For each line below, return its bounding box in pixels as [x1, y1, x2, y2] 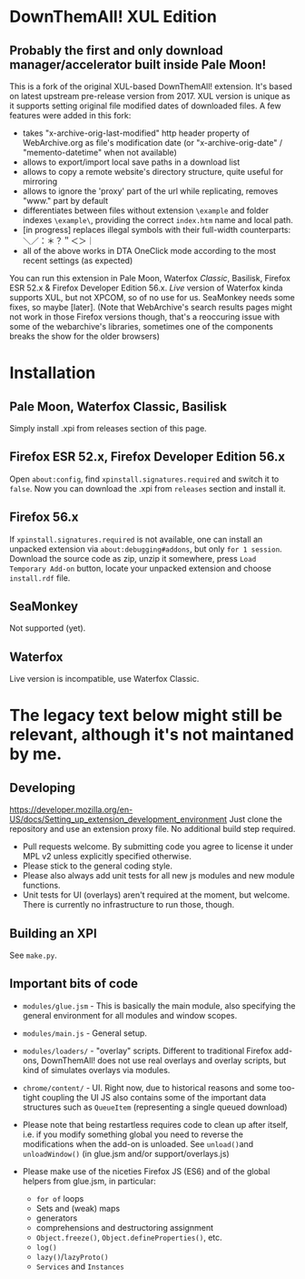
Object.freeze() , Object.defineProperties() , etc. [35, 1232, 222, 1243]
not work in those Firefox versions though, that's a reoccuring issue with [9, 311, 280, 322]
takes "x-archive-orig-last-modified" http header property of [22, 127, 251, 138]
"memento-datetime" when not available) [22, 147, 177, 157]
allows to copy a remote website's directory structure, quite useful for [22, 167, 284, 177]
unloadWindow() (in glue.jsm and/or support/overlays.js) [22, 1148, 230, 1159]
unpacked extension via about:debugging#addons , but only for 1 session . [9, 543, 283, 554]
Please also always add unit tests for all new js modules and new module [22, 870, 295, 881]
